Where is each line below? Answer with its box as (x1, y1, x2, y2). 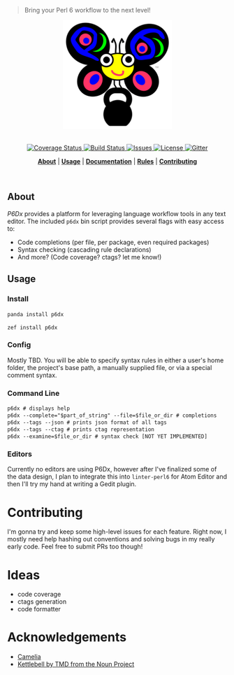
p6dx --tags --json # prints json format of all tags (7, 419, 168, 426)
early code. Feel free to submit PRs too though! (7, 542, 143, 551)
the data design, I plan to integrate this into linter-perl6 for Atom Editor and (7, 472, 228, 481)
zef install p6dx (7, 324, 58, 331)
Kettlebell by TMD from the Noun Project (17, 660, 135, 669)
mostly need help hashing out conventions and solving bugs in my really (7, 535, 215, 543)
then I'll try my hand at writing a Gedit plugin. (7, 480, 137, 488)
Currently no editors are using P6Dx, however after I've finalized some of (7, 465, 217, 474)
